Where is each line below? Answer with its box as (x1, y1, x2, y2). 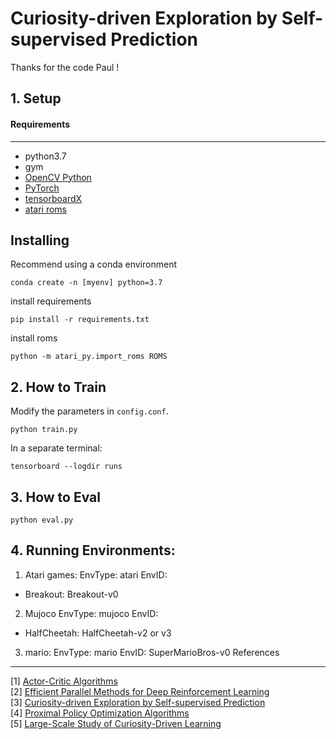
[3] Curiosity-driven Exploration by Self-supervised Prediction (10, 696, 266, 708)
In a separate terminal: (10, 442, 103, 454)
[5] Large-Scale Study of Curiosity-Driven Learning (10, 717, 222, 729)
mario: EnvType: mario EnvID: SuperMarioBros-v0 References (24, 646, 280, 658)
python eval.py (10, 515, 74, 525)
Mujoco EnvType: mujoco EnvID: (24, 607, 159, 619)
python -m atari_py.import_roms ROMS (10, 352, 168, 362)
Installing (10, 232, 70, 249)
